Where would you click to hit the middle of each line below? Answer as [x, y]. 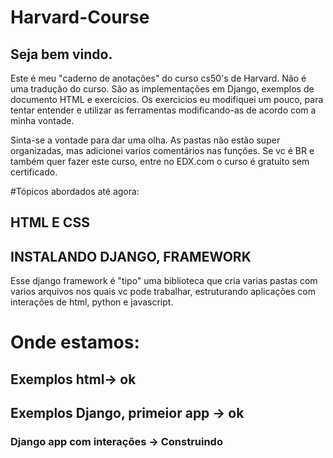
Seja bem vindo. [61, 54]
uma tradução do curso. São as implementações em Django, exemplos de [162, 89]
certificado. [34, 172]
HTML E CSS [50, 222]
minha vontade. [42, 120]
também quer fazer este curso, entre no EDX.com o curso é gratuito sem [160, 161]
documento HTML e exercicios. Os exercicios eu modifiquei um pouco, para [167, 99]
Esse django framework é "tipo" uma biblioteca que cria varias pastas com [164, 281]
